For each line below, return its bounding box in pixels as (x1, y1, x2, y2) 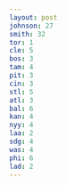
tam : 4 (9, 63, 34, 72)
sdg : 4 (9, 137, 34, 146)
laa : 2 (9, 129, 34, 138)
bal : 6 (9, 104, 34, 113)
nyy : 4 (9, 121, 34, 130)
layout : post (9, 12, 58, 22)
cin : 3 (9, 79, 34, 88)
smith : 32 (9, 29, 46, 38)
